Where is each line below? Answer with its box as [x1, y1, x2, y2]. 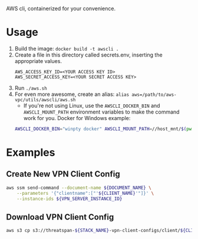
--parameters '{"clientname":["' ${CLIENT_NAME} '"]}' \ [16, 190, 154, 196]
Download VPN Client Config [6, 212, 114, 222]
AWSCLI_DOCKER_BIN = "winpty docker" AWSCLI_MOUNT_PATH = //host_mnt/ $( [14, 126, 187, 132]
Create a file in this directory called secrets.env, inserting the [14, 51, 163, 58]
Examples [6, 146, 55, 159]
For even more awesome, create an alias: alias [14, 91, 130, 98]
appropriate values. [14, 57, 62, 64]
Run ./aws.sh [14, 84, 47, 91]
